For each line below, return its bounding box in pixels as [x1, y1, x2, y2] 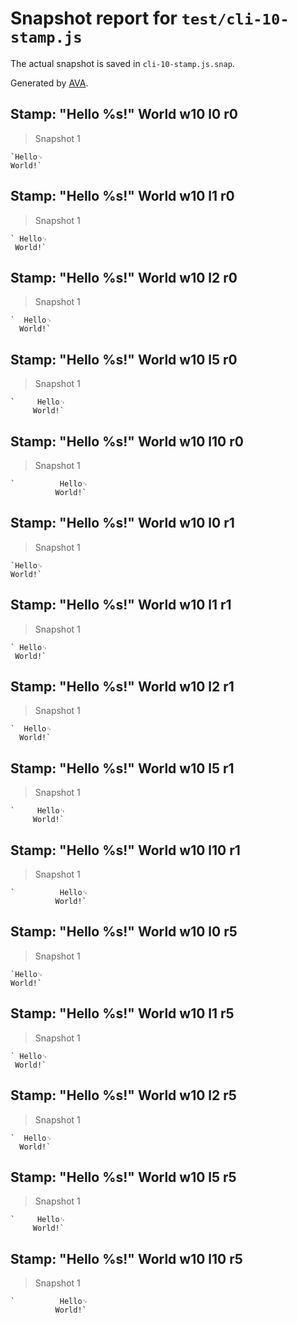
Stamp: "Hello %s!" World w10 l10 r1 [10, 842, 241, 859]
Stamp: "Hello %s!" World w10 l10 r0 [10, 433, 244, 450]
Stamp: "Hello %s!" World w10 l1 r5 [10, 1005, 235, 1022]
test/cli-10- [181, 10, 290, 29]
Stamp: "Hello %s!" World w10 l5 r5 [10, 1168, 237, 1186]
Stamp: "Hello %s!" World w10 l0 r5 [10, 923, 238, 941]
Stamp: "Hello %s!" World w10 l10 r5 [10, 1250, 243, 1267]
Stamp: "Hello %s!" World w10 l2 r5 [10, 1087, 237, 1104]
